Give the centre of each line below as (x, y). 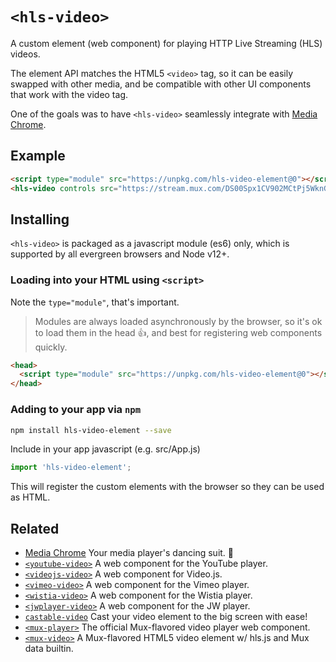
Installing (40, 219)
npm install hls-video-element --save (91, 430)
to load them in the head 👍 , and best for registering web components (178, 332)
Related (35, 528)
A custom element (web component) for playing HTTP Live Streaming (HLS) (166, 43)
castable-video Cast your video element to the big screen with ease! (166, 617)
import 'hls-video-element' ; (71, 468)
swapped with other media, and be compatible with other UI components (161, 84)
